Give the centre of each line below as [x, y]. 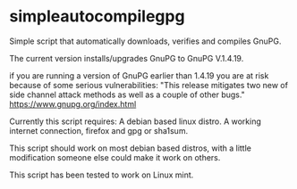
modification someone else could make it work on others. [115, 157]
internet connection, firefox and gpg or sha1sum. [99, 130]
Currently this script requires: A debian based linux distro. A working [136, 121]
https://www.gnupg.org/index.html [73, 103]
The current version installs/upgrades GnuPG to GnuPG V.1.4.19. [127, 58]
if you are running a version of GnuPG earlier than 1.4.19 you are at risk [139, 75]
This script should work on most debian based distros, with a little [131, 148]
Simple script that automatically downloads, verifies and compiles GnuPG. [145, 41]
